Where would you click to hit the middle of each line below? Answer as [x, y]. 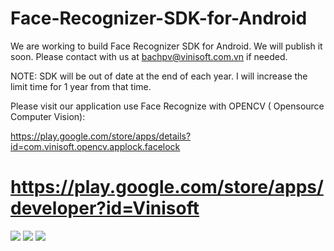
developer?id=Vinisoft [105, 208]
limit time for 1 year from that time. [81, 86]
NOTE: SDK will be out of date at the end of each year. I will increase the [159, 76]
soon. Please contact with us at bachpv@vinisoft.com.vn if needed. [149, 56]
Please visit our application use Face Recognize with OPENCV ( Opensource [167, 106]
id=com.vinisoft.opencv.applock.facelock [95, 146]
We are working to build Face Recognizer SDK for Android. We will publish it [166, 46]
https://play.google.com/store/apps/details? [101, 136]
